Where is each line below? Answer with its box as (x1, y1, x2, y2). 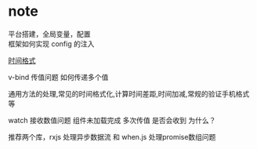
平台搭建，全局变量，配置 (8, 29, 91, 38)
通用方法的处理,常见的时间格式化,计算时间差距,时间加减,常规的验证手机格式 (8, 89, 250, 98)
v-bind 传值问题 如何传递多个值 (8, 72, 109, 82)
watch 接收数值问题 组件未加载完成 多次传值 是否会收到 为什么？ (8, 115, 216, 125)
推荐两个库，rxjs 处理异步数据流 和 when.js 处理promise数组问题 (8, 132, 216, 141)
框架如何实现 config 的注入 (8, 38, 95, 49)
